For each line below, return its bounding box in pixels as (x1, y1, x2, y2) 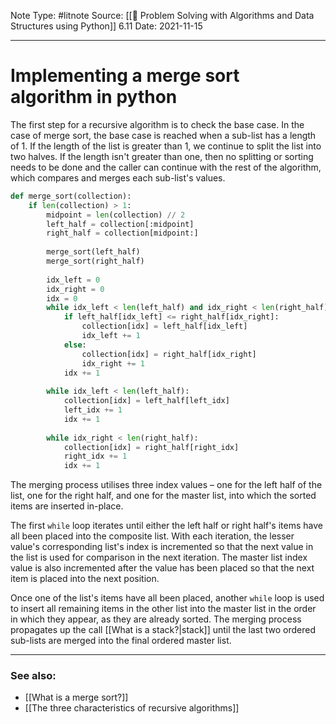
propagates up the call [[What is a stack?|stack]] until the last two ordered (10, 624, 316, 636)
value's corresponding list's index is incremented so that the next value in (10, 541, 314, 553)
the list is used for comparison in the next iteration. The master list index (10, 551, 308, 564)
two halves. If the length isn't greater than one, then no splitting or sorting (10, 150, 314, 162)
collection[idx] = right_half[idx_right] (81, 349, 257, 359)
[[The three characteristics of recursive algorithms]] (24, 702, 240, 714)
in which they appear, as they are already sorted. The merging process (10, 613, 302, 625)
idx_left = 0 (46, 275, 101, 285)
